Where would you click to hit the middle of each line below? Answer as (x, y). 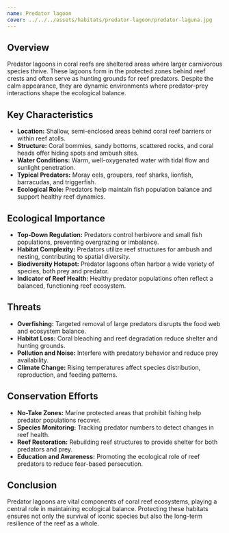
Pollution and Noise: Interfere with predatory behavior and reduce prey (118, 353)
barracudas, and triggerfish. (57, 182)
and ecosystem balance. (52, 331)
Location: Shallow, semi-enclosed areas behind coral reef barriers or (114, 132)
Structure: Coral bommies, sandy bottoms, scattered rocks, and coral (115, 146)
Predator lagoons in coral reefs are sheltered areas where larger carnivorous (115, 64)
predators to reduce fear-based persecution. (80, 464)
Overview (28, 48)
